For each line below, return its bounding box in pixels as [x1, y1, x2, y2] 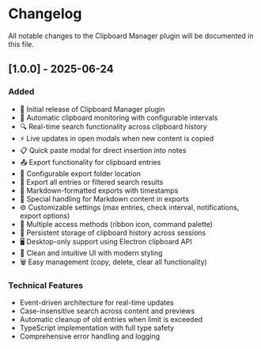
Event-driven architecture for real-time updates [19, 297, 174, 307]
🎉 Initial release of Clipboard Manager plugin [19, 104, 165, 113]
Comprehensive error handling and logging [19, 331, 161, 341]
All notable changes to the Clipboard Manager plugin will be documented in [8, 31, 254, 40]
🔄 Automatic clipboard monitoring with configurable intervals [19, 113, 218, 122]
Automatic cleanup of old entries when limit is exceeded [19, 314, 203, 324]
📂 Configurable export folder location [19, 168, 141, 178]
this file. [8, 39, 34, 48]
